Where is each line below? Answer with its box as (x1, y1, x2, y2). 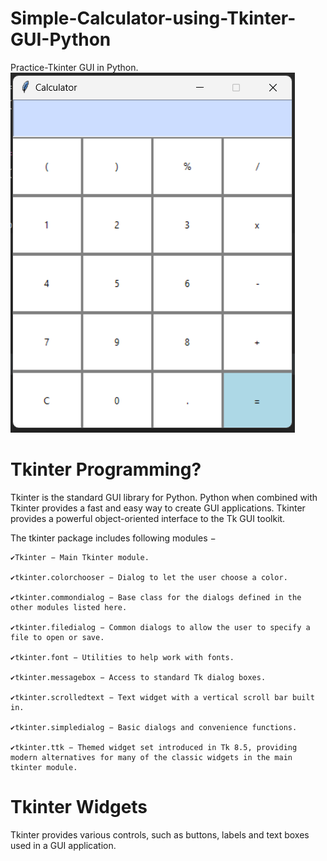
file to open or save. (10, 632, 105, 642)
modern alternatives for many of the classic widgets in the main (10, 752, 293, 762)
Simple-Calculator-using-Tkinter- (10, 7, 297, 30)
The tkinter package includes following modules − (10, 532, 217, 544)
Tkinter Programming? (10, 458, 202, 481)
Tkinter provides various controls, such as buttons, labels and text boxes (10, 828, 310, 841)
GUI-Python (10, 28, 112, 51)
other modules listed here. (10, 602, 128, 612)
